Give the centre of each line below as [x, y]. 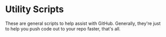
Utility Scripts [35, 9]
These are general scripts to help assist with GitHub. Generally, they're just [83, 23]
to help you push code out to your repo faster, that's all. [63, 28]
